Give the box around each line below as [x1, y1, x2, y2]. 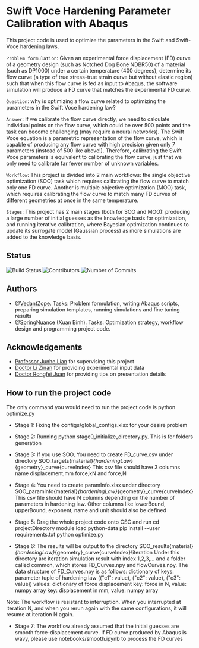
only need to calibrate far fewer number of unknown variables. [6, 160, 159, 167]
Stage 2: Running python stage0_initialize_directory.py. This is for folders [14, 433, 194, 440]
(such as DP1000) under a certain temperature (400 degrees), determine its [6, 67, 192, 74]
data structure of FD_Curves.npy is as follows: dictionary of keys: [14, 568, 174, 575]
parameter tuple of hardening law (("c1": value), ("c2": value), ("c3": [14, 574, 181, 581]
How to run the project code [6, 388, 112, 398]
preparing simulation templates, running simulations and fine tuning [14, 306, 180, 313]
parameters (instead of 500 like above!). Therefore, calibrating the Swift [6, 147, 182, 154]
